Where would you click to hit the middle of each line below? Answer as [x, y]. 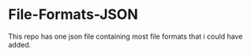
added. [20, 44]
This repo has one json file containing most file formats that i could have [126, 36]
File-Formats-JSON [73, 15]
